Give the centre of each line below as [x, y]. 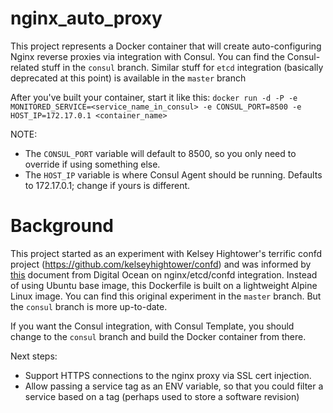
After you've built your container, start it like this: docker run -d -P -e [154, 97]
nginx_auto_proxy [86, 18]
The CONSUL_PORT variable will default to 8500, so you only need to [160, 153]
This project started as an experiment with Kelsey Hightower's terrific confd [166, 253]
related [25, 67]
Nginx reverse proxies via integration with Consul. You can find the [147, 56]
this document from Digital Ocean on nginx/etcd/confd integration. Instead [164, 274]
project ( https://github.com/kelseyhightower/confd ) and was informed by [161, 264]
